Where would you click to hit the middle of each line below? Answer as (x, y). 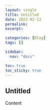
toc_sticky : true (23, 70)
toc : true (15, 66)
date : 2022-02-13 (23, 19)
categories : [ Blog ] (25, 38)
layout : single (21, 10)
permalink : (16, 24)
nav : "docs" (22, 56)
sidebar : (14, 52)
